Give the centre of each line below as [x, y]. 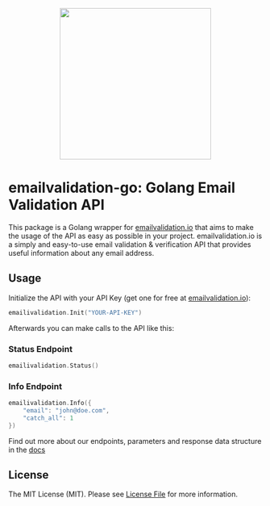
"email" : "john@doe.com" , [66, 410]
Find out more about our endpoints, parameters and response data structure [135, 441]
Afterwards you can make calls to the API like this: [91, 328]
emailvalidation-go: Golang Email [122, 188]
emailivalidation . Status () [54, 366]
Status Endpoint [40, 349]
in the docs [27, 450]
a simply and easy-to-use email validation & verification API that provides [130, 244]
